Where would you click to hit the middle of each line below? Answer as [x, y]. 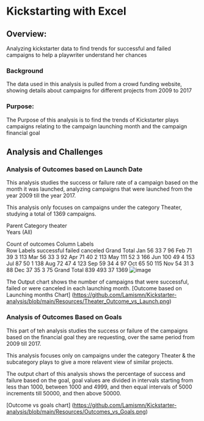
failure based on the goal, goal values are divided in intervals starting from [100, 380]
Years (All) [19, 232]
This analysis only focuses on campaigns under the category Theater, [94, 207]
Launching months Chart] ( [40, 295]
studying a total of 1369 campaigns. [51, 214]
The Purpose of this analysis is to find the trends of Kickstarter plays [93, 120]
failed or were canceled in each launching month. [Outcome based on [94, 288]
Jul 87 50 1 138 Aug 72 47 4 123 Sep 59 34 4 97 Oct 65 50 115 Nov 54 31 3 [100, 263]
